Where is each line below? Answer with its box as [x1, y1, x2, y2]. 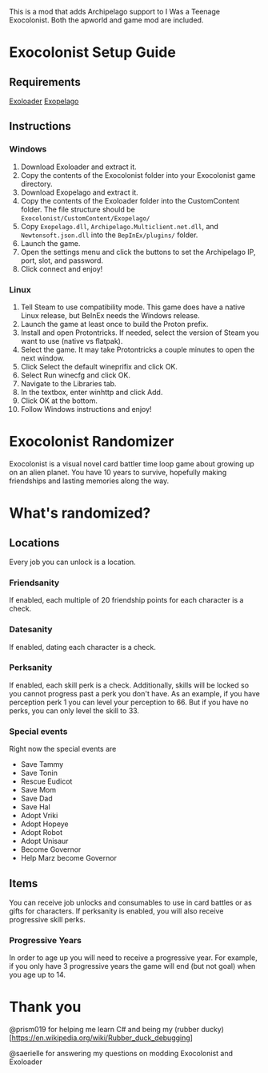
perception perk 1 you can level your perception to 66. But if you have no [9, 697, 249, 707]
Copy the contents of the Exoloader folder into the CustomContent [20, 196, 240, 205]
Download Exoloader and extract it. [20, 162, 137, 171]
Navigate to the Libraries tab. [20, 378, 117, 388]
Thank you [9, 998, 82, 1016]
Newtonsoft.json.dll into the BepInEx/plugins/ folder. [20, 230, 198, 240]
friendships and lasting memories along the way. [9, 476, 170, 486]
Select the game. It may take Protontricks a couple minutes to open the [20, 345, 255, 354]
